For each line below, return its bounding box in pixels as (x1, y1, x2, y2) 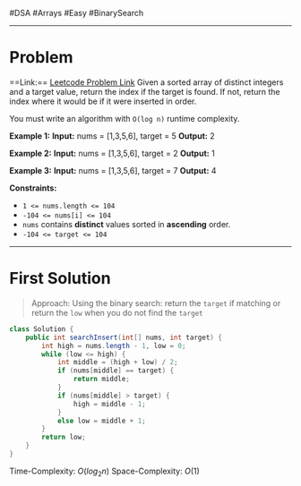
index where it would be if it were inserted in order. (9, 96, 197, 107)
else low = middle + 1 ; (56, 416, 146, 425)
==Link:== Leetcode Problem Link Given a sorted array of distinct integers (9, 76, 284, 88)
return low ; (41, 433, 87, 442)
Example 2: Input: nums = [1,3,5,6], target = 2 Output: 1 (9, 148, 215, 158)
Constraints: (9, 183, 57, 193)
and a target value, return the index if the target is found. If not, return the (9, 86, 280, 97)
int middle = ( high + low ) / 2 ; (56, 358, 178, 367)
